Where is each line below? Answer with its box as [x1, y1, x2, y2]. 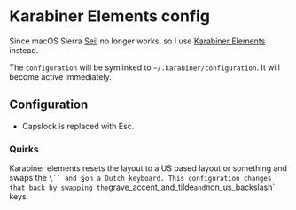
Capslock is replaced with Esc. [21, 121, 135, 131]
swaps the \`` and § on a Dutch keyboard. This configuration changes [9, 173, 272, 183]
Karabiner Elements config [9, 6, 211, 27]
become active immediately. [9, 71, 113, 82]
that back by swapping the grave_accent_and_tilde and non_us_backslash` [9, 182, 276, 192]
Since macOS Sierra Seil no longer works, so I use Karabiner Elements [9, 35, 266, 46]
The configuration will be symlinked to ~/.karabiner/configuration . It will [9, 62, 281, 73]
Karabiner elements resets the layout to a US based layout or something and [9, 163, 288, 174]
